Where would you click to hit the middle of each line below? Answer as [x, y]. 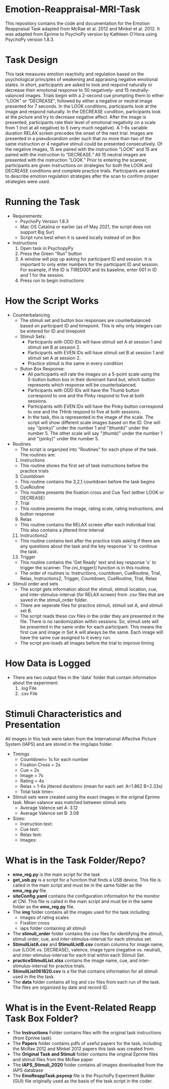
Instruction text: [36, 824]
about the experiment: [36, 683]
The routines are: [38, 454]
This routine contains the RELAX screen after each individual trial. [88, 524]
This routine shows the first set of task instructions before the [84, 465]
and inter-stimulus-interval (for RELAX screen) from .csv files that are [92, 594]
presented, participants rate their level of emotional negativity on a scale [80, 122]
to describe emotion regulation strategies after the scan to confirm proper [82, 176]
